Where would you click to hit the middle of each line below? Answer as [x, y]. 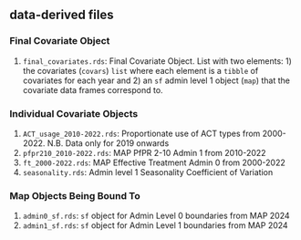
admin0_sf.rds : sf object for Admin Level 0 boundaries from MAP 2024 [156, 216]
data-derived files [62, 15]
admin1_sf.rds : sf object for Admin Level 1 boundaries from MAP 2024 [156, 225]
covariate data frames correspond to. [93, 89]
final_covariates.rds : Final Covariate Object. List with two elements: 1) [157, 61]
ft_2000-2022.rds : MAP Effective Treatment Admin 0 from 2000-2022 [154, 162]
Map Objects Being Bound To [75, 195]
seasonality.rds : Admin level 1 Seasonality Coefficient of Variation [148, 172]
